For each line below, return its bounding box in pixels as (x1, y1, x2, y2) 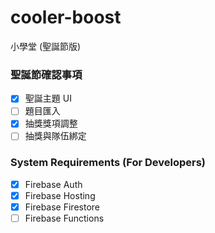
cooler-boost (10, 6, 122, 29)
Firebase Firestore (24, 201, 100, 213)
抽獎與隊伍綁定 (24, 130, 87, 142)
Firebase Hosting (24, 189, 96, 201)
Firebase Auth (24, 178, 83, 190)
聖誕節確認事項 (10, 67, 83, 81)
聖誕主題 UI (24, 92, 72, 105)
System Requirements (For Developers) (10, 156, 207, 170)
